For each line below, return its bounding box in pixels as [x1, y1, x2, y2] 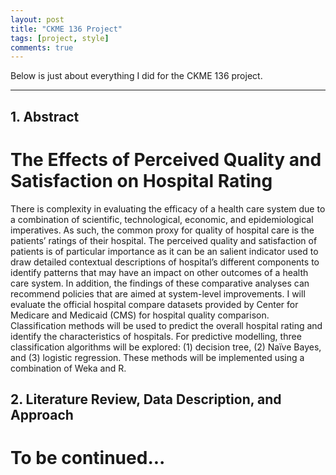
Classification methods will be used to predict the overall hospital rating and [10, 319, 323, 331]
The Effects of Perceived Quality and [10, 148, 322, 171]
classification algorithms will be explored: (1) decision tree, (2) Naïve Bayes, [10, 341, 322, 353]
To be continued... [10, 447, 166, 470]
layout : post [10, 14, 65, 25]
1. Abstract [10, 108, 80, 125]
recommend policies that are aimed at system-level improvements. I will [10, 287, 306, 300]
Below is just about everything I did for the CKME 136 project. [10, 70, 263, 82]
